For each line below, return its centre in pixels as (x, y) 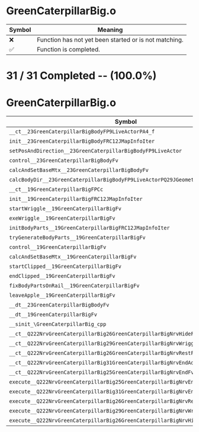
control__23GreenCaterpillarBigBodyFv (64, 161)
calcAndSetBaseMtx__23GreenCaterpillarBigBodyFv (79, 170)
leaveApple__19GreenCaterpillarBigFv (62, 295)
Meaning (110, 30)
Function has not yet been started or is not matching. (110, 40)
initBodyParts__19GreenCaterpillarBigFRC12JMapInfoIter (89, 228)
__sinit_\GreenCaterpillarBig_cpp (58, 324)
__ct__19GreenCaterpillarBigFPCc (56, 190)
